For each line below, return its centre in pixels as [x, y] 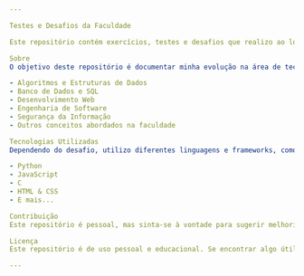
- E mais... [32, 200]
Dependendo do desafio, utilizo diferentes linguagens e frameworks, [143, 150]
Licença [24, 241]
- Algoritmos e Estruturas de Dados [78, 83]
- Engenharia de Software [58, 109]
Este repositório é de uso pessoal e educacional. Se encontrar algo [143, 250]
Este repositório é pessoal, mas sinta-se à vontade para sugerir [137, 224]
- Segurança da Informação [60, 117]
